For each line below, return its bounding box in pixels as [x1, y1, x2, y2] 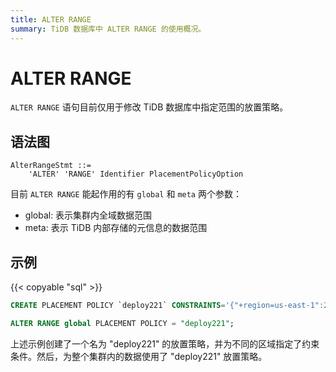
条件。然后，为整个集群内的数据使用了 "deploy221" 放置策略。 [10, 350, 268, 362]
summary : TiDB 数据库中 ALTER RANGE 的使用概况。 [10, 24, 207, 34]
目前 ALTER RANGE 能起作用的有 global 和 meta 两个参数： [10, 188, 242, 200]
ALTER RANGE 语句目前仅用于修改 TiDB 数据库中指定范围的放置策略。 [10, 101, 289, 113]
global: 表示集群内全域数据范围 [24, 209, 153, 221]
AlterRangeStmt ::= [10, 161, 92, 171]
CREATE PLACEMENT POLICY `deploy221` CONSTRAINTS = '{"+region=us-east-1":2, [10, 301, 333, 311]
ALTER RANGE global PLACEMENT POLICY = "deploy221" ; [10, 318, 235, 328]
